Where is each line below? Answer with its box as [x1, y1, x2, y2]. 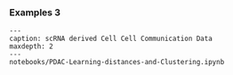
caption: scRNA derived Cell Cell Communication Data [9, 34, 213, 44]
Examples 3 [9, 6, 60, 19]
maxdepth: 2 [9, 42, 53, 51]
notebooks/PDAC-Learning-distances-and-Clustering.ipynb [9, 58, 225, 67]
